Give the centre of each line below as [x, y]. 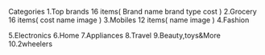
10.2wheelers [31, 44]
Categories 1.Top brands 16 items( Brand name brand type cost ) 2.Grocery [133, 12]
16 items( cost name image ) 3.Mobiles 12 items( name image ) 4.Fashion [129, 20]
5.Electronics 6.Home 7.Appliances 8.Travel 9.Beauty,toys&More [115, 35]
